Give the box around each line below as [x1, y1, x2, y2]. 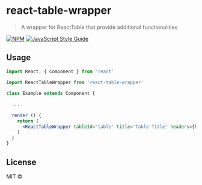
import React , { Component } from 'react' [6, 68, 114, 74]
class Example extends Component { [6, 90, 96, 96]
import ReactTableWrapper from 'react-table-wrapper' [6, 79, 144, 85]
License [6, 157, 37, 167]
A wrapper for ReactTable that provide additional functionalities [20, 23, 178, 31]
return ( [17, 118, 39, 124]
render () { [11, 112, 42, 118]
